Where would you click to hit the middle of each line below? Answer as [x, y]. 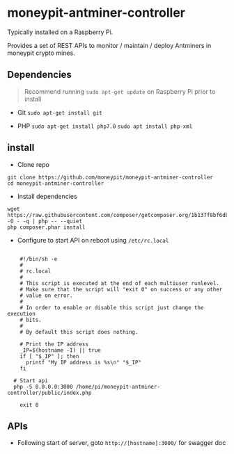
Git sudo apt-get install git [60, 112]
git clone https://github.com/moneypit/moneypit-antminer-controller [110, 177]
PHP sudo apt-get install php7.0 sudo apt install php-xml [105, 126]
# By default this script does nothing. [79, 332]
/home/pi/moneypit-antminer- [118, 387]
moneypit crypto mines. [41, 53]
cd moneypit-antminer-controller [56, 183]
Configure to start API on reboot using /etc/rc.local [93, 240]
